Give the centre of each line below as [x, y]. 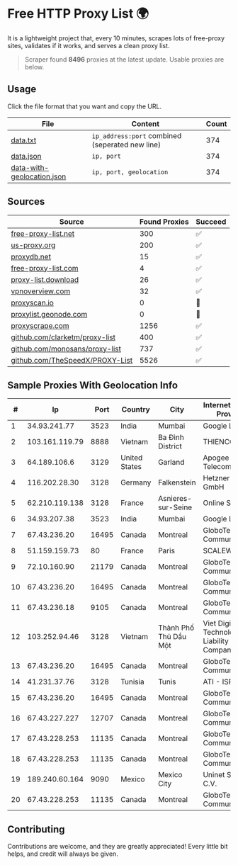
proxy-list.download [45, 279]
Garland [171, 463]
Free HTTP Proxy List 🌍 [78, 14]
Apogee [216, 458]
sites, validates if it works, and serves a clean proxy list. [89, 45]
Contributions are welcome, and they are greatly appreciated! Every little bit [118, 847]
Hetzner [216, 478]
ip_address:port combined [137, 135]
